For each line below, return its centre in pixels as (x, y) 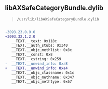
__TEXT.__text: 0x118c (34, 41)
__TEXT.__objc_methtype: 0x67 (42, 82)
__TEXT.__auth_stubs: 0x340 (40, 46)
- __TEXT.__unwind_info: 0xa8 (36, 63)
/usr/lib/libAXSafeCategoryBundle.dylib (58, 19)
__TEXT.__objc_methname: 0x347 (43, 77)
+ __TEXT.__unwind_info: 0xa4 (36, 68)
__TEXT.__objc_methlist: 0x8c (42, 50)
